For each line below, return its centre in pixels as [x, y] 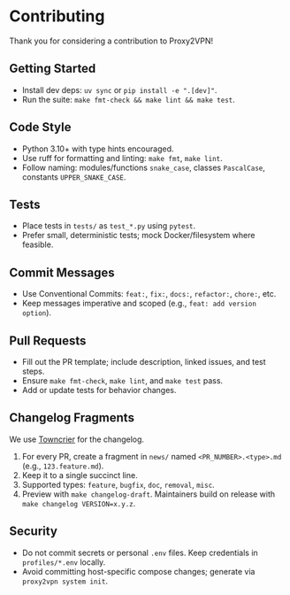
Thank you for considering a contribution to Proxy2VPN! [111, 41]
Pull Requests [48, 340]
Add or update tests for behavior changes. [99, 390]
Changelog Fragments [72, 418]
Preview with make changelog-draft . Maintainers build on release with [149, 494]
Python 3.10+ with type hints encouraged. [98, 149]
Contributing [57, 16]
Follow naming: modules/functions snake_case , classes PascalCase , [143, 167]
